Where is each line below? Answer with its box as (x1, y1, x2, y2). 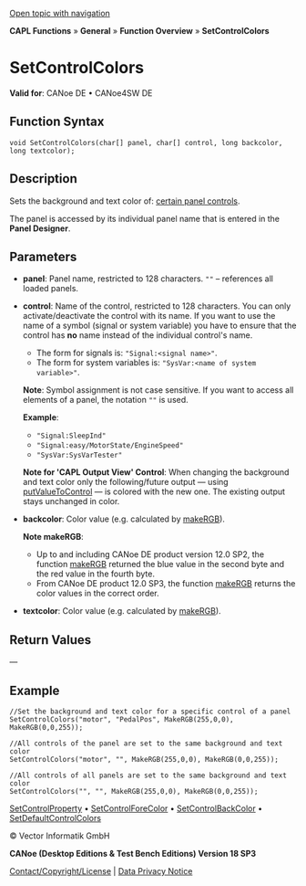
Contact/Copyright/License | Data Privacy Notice (9, 866, 193, 876)
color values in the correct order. (36, 588, 159, 599)
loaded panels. (22, 283, 79, 294)
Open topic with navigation (9, 8, 111, 18)
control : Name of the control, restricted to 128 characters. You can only (22, 301, 291, 311)
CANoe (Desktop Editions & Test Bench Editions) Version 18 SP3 (9, 849, 257, 859)
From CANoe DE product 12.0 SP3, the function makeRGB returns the (36, 578, 296, 589)
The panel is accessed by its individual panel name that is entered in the (9, 213, 280, 224)
